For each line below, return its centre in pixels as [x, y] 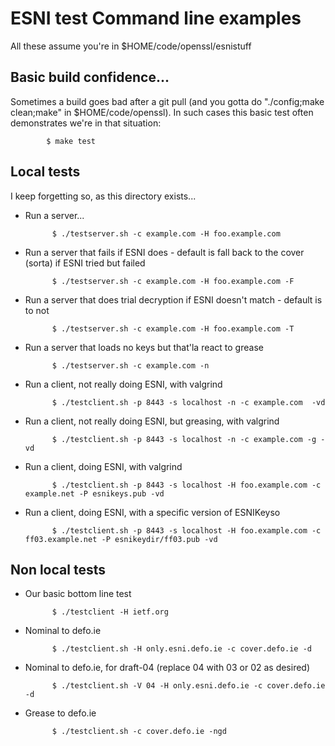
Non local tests [58, 569]
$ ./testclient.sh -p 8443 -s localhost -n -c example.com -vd [188, 402]
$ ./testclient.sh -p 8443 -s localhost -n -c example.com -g [184, 439]
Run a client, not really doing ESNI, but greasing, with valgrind [152, 421]
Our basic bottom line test [78, 594]
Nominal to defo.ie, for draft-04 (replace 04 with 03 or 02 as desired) [167, 668]
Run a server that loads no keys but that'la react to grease [144, 347]
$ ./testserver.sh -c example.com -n [130, 365]
